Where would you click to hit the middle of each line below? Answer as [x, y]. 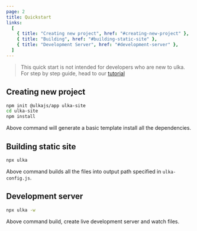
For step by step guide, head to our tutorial [73, 73]
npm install [21, 117]
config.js [18, 178]
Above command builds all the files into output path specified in [84, 171]
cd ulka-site [22, 111]
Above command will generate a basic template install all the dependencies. [98, 128]
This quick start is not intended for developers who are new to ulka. [103, 67]
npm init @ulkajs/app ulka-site [46, 105]
